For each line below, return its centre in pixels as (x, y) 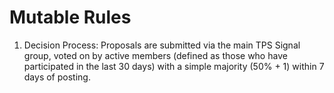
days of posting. (57, 77)
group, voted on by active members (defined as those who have (155, 55)
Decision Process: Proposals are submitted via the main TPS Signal (162, 45)
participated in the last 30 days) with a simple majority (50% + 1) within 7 (174, 66)
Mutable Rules (70, 17)
